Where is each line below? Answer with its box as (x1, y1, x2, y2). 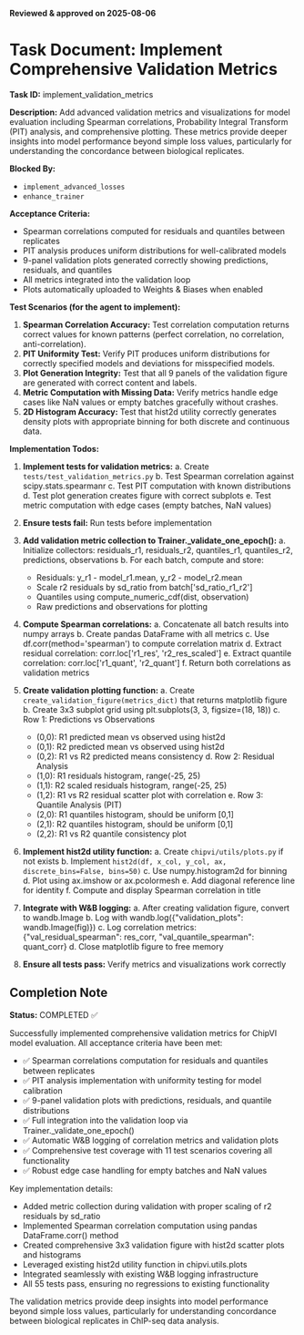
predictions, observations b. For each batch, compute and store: (22, 554, 264, 565)
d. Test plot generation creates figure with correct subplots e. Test (22, 489, 271, 500)
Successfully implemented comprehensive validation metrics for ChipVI (9, 1027, 278, 1038)
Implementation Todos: (9, 443, 100, 454)
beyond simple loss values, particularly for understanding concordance (9, 1305, 277, 1316)
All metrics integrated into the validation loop (22, 273, 191, 285)
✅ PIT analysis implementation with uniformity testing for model (22, 1074, 262, 1085)
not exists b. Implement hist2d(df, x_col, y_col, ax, (22, 856, 228, 867)
